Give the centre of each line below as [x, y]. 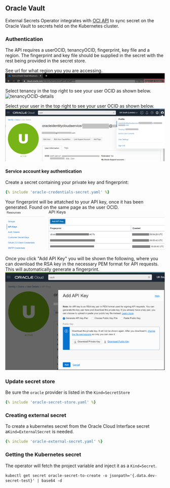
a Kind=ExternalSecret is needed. [40, 432]
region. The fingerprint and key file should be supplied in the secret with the [84, 56]
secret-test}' [20, 480]
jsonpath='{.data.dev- [133, 475]
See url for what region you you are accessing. [54, 71]
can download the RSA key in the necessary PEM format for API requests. [82, 264]
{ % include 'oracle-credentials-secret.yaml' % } [57, 192]
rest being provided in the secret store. [46, 61]
